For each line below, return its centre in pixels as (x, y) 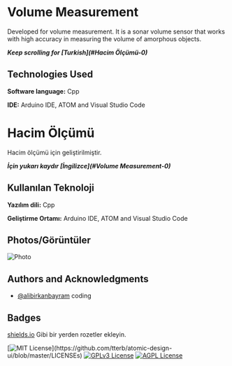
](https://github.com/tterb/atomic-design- (112, 348)
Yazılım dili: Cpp (31, 205)
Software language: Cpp (43, 91)
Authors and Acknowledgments (78, 279)
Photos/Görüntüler (49, 240)
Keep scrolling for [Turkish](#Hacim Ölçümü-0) (78, 52)
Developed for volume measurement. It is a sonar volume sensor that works (116, 31)
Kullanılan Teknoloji (51, 188)
